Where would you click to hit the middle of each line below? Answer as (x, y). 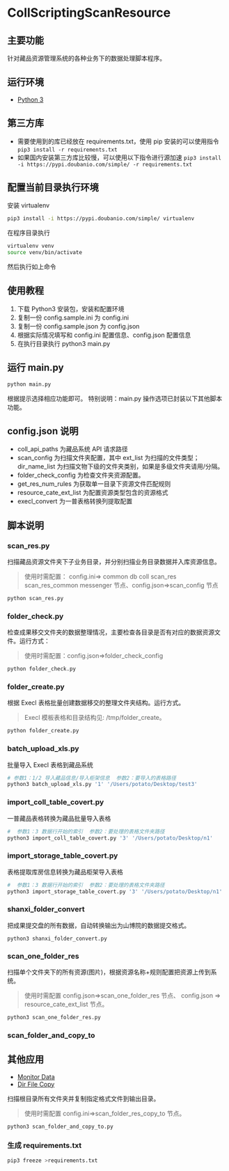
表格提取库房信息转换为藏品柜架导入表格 (65, 872)
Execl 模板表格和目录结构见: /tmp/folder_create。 (95, 718)
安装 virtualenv (29, 205)
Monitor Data (36, 1076)
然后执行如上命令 (32, 267)
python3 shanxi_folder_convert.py (57, 938)
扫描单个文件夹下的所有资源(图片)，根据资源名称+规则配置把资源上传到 (109, 972)
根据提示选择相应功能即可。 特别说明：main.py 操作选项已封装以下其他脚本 (115, 398)
